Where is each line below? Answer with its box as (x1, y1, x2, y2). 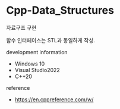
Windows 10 (14, 60, 45, 67)
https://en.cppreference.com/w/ (14, 96, 94, 103)
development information (6, 48, 68, 55)
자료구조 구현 (6, 24, 37, 31)
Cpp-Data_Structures (6, 4, 115, 17)
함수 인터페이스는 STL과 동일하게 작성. (6, 36, 95, 43)
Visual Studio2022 (14, 66, 61, 73)
